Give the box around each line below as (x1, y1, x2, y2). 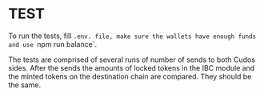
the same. (8, 80, 42, 90)
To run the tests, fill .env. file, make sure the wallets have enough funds (8, 31, 257, 40)
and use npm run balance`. (8, 39, 98, 48)
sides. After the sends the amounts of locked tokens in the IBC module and (8, 63, 255, 72)
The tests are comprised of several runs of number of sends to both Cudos (8, 55, 256, 64)
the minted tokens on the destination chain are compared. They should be (8, 71, 252, 81)
